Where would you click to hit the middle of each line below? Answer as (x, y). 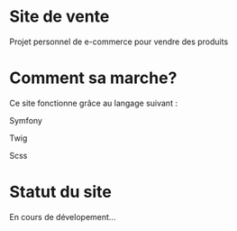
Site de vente (59, 17)
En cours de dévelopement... (63, 217)
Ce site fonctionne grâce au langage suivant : (94, 103)
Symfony (26, 120)
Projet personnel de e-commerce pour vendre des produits (119, 42)
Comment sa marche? (93, 78)
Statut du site (61, 192)
